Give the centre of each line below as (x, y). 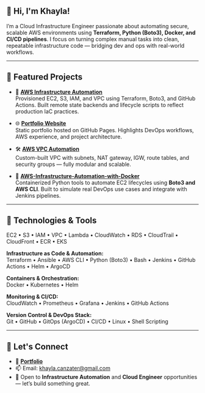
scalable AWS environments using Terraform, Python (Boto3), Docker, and (101, 32)
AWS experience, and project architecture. (68, 137)
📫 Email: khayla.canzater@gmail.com (63, 369)
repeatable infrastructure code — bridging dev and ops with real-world (95, 45)
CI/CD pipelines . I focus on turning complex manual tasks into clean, (93, 39)
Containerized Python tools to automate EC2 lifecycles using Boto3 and (105, 182)
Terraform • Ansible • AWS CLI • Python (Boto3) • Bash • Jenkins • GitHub (101, 260)
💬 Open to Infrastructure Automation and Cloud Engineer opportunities (106, 377)
